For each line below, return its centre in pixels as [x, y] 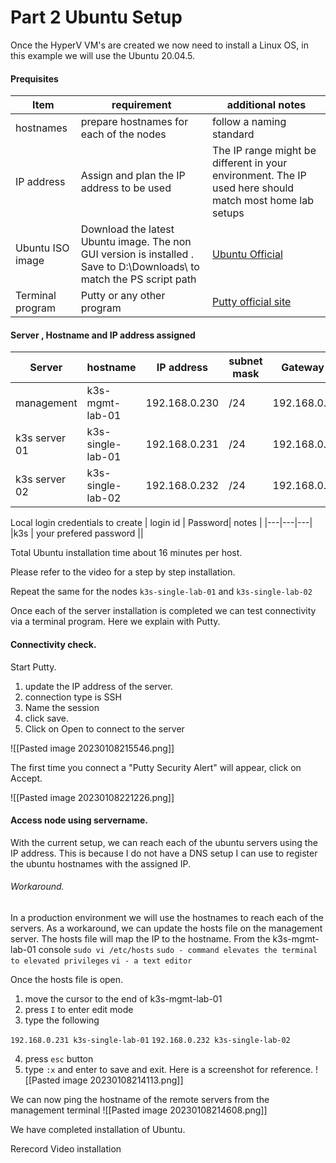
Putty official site [252, 302]
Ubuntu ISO [42, 248]
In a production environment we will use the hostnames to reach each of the [167, 917]
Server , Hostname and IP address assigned [103, 335]
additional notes [266, 105]
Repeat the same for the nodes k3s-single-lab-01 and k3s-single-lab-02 [161, 592]
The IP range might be [264, 151]
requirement [141, 105]
